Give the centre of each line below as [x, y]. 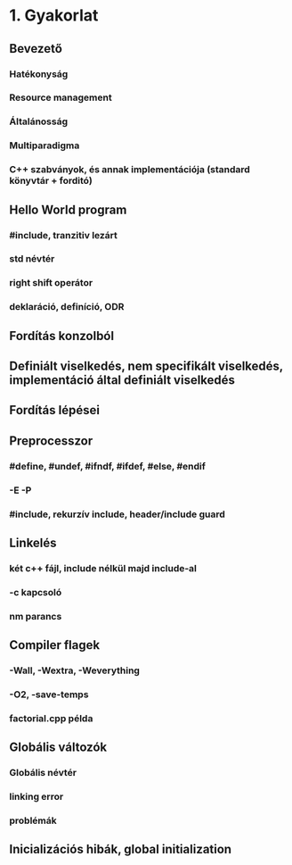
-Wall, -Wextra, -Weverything [75, 670]
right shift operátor [51, 283]
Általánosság [39, 121]
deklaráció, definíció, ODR [67, 307]
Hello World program [68, 209]
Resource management [61, 97]
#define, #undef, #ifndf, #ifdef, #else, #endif [108, 466]
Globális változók [58, 748]
